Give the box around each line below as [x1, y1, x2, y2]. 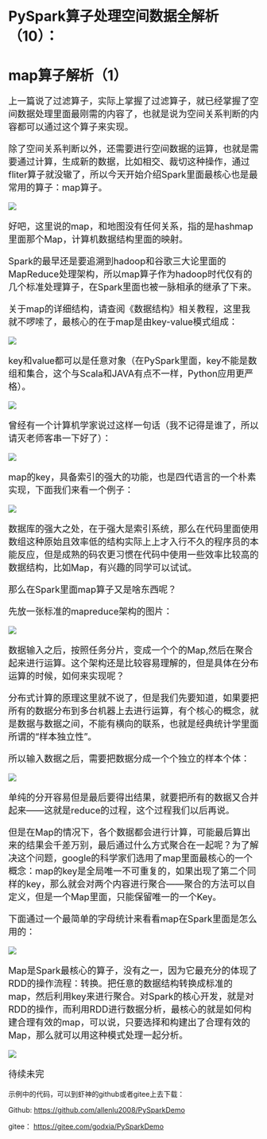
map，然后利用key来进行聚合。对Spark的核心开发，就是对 [8, 991, 254, 1003]
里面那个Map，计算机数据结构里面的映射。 [8, 234, 188, 245]
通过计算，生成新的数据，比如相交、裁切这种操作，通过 [17, 156, 250, 168]
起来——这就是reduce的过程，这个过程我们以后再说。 [8, 805, 235, 817]
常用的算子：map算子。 [8, 182, 107, 193]
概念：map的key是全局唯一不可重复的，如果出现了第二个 [8, 865, 248, 877]
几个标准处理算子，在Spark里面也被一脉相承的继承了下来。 [8, 282, 257, 293]
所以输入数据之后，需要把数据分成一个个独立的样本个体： [8, 753, 250, 765]
